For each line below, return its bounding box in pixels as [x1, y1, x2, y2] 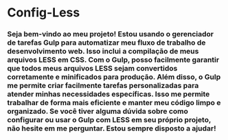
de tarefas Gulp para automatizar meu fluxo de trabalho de [7, 38, 206, 47]
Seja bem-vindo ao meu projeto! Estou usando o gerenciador [7, 30, 214, 39]
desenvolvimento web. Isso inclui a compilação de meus [7, 47, 199, 56]
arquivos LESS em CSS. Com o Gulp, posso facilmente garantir [7, 55, 220, 65]
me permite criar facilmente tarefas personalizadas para [7, 81, 199, 91]
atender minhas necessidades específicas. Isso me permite [7, 89, 210, 99]
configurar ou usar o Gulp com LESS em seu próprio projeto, [7, 115, 212, 125]
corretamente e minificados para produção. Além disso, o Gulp [7, 72, 221, 82]
